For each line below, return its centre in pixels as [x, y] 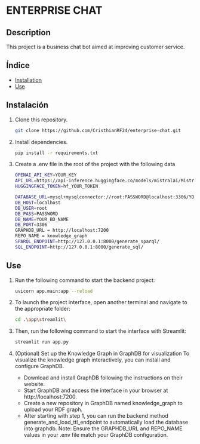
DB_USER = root [31, 208]
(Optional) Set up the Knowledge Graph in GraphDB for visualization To [102, 354]
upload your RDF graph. [53, 409]
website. [34, 384]
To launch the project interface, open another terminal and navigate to [101, 302]
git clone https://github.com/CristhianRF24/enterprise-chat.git [98, 130]
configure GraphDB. [39, 366]
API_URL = [26, 181]
